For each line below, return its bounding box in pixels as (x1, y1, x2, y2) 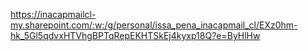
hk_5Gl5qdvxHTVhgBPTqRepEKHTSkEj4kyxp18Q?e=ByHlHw (10, 30, 261, 41)
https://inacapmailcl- (10, 9, 97, 20)
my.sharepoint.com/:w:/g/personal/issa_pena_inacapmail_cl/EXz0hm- (10, 19, 298, 31)
